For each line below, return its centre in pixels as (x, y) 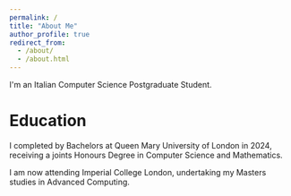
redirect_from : (38, 43)
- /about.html (43, 59)
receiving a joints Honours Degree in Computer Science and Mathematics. (146, 155)
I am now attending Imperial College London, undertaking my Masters (138, 172)
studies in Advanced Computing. (69, 182)
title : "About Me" (43, 26)
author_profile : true (50, 34)
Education (48, 121)
